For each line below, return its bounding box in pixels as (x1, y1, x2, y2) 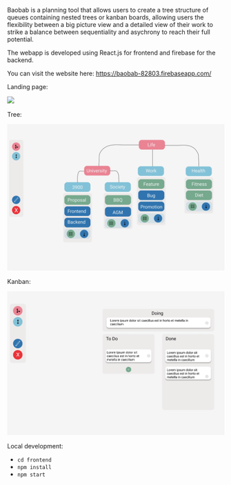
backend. (7, 56, 34, 64)
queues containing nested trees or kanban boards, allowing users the (7, 13, 205, 21)
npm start (17, 471, 46, 478)
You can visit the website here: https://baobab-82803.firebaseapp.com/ (7, 69, 212, 77)
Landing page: (7, 83, 48, 91)
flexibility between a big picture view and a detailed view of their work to (7, 21, 214, 28)
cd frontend (17, 456, 52, 464)
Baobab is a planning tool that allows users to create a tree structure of (7, 6, 209, 14)
